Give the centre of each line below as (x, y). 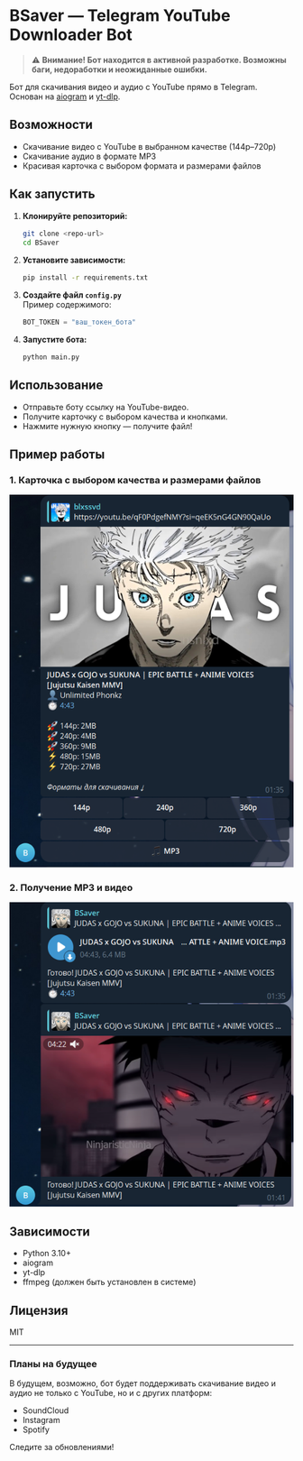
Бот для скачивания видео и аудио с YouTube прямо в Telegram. (133, 87)
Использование (56, 386)
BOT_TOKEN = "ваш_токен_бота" (79, 322)
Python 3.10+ (47, 1254)
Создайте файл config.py (72, 295)
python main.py (51, 357)
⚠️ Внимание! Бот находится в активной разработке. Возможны (159, 60)
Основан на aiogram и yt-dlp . (65, 96)
